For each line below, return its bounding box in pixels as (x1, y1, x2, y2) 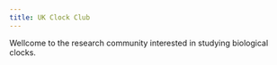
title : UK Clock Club (9, 12, 91, 22)
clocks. (9, 46, 36, 58)
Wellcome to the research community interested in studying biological (9, 37, 269, 48)
